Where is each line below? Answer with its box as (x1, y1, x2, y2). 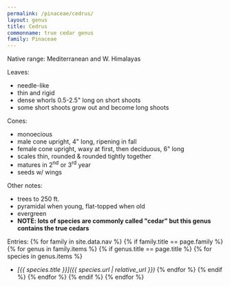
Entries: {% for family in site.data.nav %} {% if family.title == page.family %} (7, 237, 224, 246)
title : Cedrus (7, 23, 48, 30)
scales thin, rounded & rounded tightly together (17, 152, 151, 161)
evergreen (17, 209, 47, 217)
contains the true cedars (17, 224, 90, 232)
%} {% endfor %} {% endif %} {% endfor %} (17, 273, 145, 281)
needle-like (17, 81, 50, 90)
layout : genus (7, 17, 48, 23)
